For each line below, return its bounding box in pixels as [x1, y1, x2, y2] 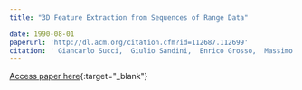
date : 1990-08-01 [9, 29, 75, 39]
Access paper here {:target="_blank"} [9, 71, 148, 82]
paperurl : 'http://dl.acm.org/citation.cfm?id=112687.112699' [9, 38, 249, 47]
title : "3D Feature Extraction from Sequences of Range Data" [9, 13, 249, 22]
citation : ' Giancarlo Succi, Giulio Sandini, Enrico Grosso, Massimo [9, 46, 294, 55]
